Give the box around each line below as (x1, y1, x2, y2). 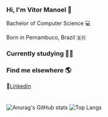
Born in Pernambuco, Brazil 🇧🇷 (6, 34, 87, 41)
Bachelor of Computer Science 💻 (6, 19, 91, 27)
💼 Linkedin (6, 82, 32, 90)
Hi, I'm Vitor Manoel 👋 (6, 5, 72, 14)
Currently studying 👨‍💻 (6, 49, 74, 58)
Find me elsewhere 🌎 (6, 66, 72, 75)
